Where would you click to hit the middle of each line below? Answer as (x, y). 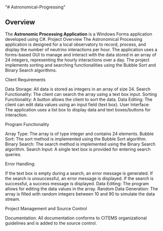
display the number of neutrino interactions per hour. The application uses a (81, 49)
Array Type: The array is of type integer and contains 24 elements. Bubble (80, 134)
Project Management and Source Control (46, 208)
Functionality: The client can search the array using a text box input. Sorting (81, 94)
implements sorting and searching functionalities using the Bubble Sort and (81, 65)
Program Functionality (27, 124)
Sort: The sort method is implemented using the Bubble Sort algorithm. (76, 139)
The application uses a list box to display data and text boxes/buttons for (78, 109)
